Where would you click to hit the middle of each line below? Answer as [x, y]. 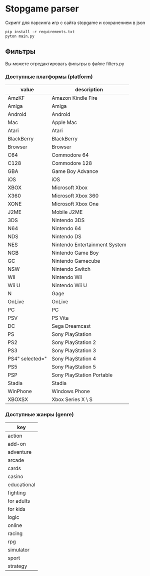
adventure [20, 452]
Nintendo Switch [71, 269]
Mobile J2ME [67, 212]
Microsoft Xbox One [75, 204]
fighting [17, 493]
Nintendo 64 [66, 229]
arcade [16, 460]
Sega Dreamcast [71, 326]
